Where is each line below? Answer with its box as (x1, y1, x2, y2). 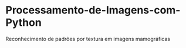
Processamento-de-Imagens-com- (5, 4, 181, 17)
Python (5, 16, 42, 29)
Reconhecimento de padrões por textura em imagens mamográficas (5, 35, 171, 42)
